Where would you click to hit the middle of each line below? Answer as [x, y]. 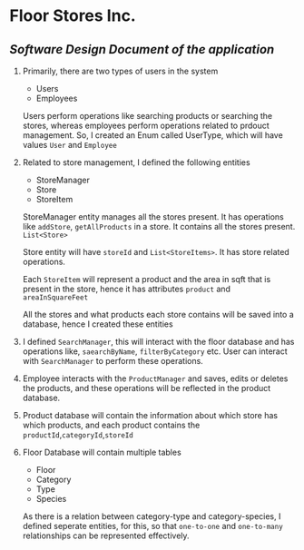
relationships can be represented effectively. [106, 535]
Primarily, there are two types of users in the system [120, 71]
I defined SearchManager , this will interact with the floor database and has [158, 342]
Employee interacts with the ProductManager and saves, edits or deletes [155, 378]
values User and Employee [70, 145]
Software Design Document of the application [142, 49]
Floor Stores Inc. [73, 16]
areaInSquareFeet [55, 298]
